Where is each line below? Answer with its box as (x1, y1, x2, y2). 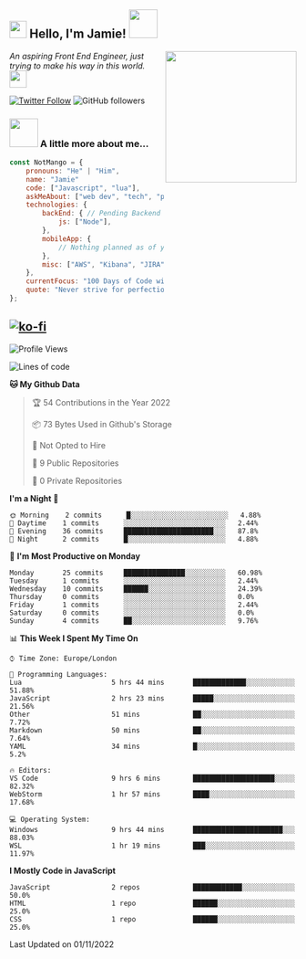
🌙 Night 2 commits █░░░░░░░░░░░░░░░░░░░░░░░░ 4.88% (9, 534, 259, 543)
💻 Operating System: (9, 815, 91, 824)
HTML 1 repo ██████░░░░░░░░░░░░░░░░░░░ (9, 899, 296, 908)
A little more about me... (39, 137, 149, 150)
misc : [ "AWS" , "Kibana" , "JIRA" (42, 259, 166, 269)
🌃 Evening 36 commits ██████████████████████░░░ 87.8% (9, 526, 259, 535)
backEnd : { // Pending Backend (42, 209, 161, 218)
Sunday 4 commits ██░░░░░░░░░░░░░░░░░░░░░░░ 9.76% (9, 616, 259, 626)
